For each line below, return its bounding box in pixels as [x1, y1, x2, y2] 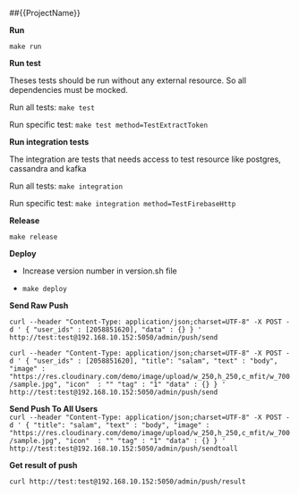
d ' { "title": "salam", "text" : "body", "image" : [9, 421, 210, 430]
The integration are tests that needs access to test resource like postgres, [9, 154, 282, 164]
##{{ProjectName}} [9, 8, 81, 18]
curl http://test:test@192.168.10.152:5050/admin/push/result [9, 477, 246, 486]
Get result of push [9, 460, 78, 470]
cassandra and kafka [9, 164, 87, 173]
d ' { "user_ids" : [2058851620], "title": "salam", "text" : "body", [9, 357, 278, 365]
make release [9, 232, 58, 241]
